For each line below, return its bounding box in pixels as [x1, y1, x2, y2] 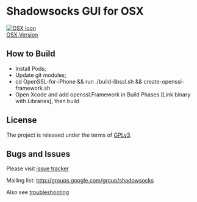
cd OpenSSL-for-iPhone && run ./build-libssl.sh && [15, 78, 142, 85]
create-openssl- [143, 78, 185, 85]
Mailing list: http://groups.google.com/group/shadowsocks [6, 177, 154, 184]
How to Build [6, 49, 56, 59]
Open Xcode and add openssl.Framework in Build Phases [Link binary [15, 90, 191, 98]
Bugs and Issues [6, 148, 71, 159]
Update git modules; [15, 71, 66, 79]
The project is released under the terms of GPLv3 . [6, 131, 132, 139]
